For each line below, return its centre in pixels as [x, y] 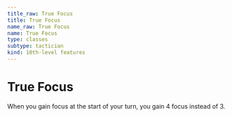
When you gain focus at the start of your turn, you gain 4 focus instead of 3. [116, 106]
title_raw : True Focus [40, 14]
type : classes [28, 40]
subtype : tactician [36, 46]
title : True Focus [34, 20]
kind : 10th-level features [46, 53]
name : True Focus [32, 33]
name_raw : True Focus [39, 26]
